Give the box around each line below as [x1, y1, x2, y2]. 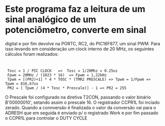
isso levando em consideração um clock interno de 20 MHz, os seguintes [5, 46, 154, 52]
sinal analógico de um [5, 14, 97, 25]
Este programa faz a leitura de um [5, 3, 145, 15]
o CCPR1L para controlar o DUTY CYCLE [5, 115, 88, 121]
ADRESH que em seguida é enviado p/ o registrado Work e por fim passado [5, 110, 159, 116]
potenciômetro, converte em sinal [5, 25, 146, 35]
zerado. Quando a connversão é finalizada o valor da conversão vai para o [5, 105, 156, 111]
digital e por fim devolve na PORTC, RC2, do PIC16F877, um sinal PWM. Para [5, 40, 161, 46]
